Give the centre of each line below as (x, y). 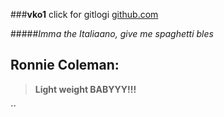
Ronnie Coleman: (65, 65)
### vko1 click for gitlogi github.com (84, 14)
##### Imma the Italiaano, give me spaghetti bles (112, 33)
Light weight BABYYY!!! (85, 89)
